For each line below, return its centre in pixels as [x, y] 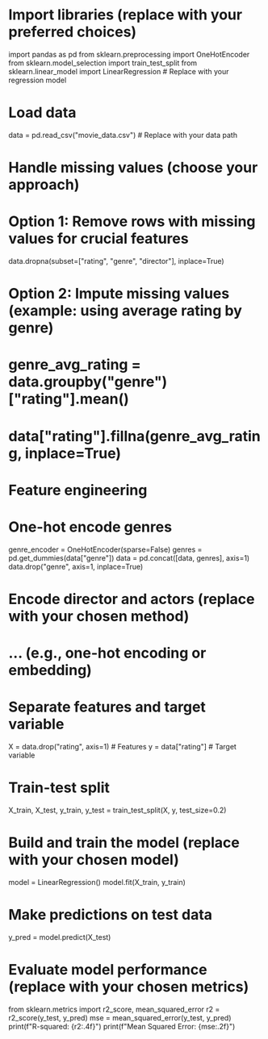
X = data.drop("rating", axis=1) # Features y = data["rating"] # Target [122, 747]
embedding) [50, 670]
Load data [42, 113]
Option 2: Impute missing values [119, 294]
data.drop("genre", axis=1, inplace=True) [76, 566]
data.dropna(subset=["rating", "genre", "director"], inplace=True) [116, 261]
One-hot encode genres [90, 527]
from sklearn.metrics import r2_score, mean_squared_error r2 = [114, 1009]
